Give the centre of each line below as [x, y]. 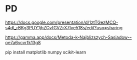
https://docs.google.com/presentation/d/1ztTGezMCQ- [62, 22]
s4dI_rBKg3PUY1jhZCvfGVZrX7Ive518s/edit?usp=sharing [64, 27]
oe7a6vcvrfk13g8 [23, 42]
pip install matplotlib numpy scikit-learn [46, 52]
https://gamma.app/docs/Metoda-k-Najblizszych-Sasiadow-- [68, 37]
